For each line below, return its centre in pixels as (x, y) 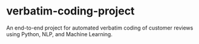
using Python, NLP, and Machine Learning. (60, 34)
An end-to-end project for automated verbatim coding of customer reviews (100, 28)
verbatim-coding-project (70, 11)
